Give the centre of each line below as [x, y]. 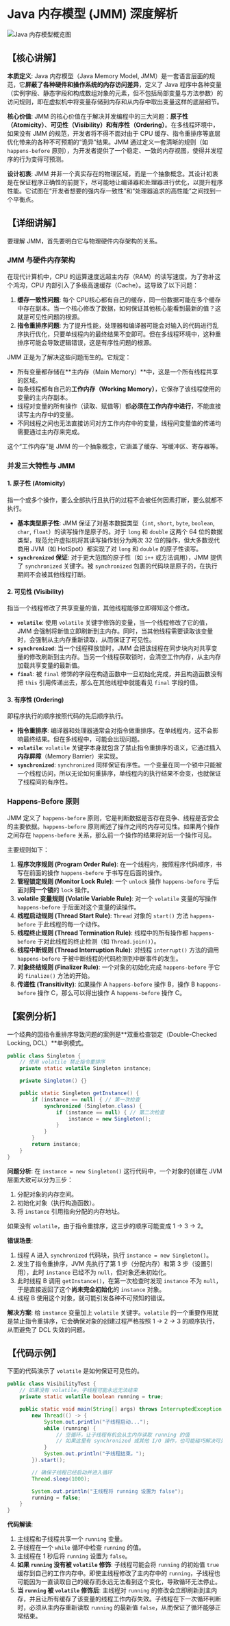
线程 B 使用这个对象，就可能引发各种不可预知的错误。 [93, 1298]
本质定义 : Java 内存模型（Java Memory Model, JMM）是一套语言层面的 [108, 75]
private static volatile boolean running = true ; [92, 1397]
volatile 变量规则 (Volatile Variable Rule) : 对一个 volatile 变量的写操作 [117, 898]
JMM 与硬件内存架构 [41, 260]
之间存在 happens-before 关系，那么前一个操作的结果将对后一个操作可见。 [111, 835]
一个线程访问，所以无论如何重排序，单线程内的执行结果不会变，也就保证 [119, 774]
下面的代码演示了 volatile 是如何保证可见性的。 [75, 1371]
